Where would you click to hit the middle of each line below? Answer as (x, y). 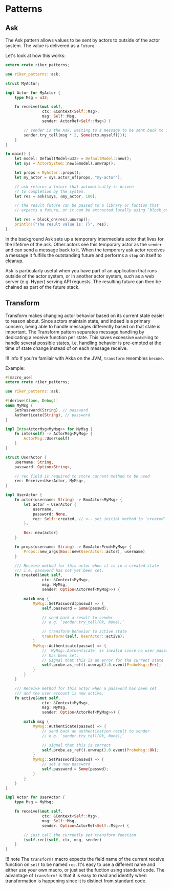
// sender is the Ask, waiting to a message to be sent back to (94, 130)
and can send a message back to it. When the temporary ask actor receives (85, 250)
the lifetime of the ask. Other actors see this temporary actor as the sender (84, 244)
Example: (15, 368)
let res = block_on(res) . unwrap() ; (52, 220)
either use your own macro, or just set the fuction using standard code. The (85, 870)
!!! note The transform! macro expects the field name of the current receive (85, 859)
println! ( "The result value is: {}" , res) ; (62, 224)
